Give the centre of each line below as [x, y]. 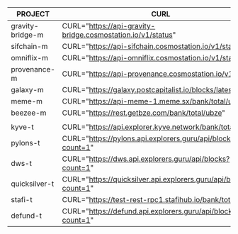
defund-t [27, 216]
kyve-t [22, 127]
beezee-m [29, 113]
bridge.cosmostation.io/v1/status [117, 35]
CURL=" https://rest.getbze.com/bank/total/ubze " [143, 113]
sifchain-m [29, 46]
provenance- [33, 69]
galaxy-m [27, 90]
